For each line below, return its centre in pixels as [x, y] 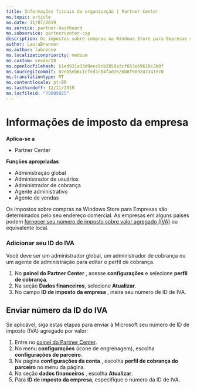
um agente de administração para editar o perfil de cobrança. [80, 262]
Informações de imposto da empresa [97, 122]
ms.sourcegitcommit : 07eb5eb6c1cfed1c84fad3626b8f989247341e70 [85, 72]
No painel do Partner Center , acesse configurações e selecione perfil [101, 273]
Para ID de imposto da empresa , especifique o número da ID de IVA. [97, 380]
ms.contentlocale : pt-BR [36, 83]
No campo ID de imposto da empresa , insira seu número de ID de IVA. [100, 292]
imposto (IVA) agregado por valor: [47, 331]
